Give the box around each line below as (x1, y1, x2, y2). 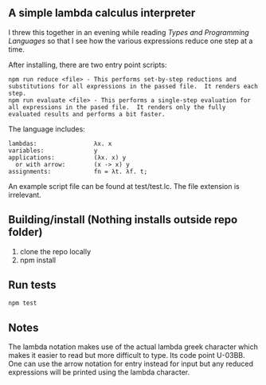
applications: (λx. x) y (8, 153, 127, 162)
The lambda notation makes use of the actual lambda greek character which (8, 342, 259, 352)
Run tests (8, 278, 57, 292)
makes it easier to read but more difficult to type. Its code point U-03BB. (8, 351, 245, 360)
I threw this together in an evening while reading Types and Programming (8, 27, 249, 37)
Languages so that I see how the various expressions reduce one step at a (8, 36, 253, 45)
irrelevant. (8, 190, 41, 199)
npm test (8, 299, 37, 308)
